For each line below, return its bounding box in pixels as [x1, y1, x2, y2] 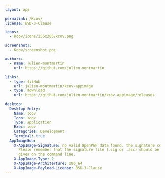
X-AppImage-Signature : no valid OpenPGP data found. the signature [14, 143, 155, 148]
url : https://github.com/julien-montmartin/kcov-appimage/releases [14, 93, 155, 98]
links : [5, 74, 19, 79]
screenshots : [5, 43, 32, 48]
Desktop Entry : [9, 106, 41, 111]
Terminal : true [14, 134, 45, 139]
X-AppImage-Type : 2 [14, 156, 54, 161]
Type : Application [14, 120, 52, 125]
